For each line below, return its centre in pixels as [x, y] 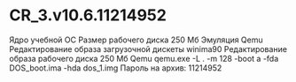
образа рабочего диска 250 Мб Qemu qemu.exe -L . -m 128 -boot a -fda [144, 58]
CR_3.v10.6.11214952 [88, 15]
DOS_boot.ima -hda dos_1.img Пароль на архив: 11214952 [116, 68]
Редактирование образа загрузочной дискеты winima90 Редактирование [148, 48]
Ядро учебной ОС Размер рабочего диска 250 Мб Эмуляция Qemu [136, 40]
